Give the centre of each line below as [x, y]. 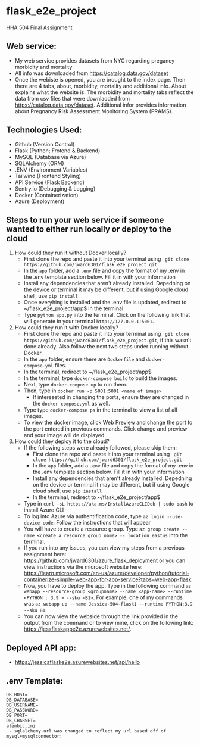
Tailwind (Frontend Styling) [48, 176]
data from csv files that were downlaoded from [72, 98]
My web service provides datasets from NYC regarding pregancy [94, 60]
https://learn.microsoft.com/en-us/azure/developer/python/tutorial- [106, 573]
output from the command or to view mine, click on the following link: [109, 623]
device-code [38, 523]
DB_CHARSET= [21, 721]
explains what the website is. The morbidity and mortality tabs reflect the [104, 92]
